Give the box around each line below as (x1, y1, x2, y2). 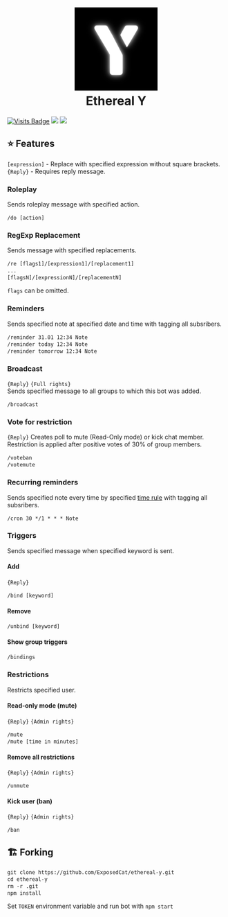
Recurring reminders (7, 478, 78, 487)
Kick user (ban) (7, 797, 53, 805)
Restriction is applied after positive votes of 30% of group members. (7, 440, 202, 448)
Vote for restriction (7, 417, 73, 426)
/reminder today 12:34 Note (7, 340, 88, 348)
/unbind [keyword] (7, 623, 60, 630)
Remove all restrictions (7, 753, 75, 761)
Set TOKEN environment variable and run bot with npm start (7, 902, 174, 911)
